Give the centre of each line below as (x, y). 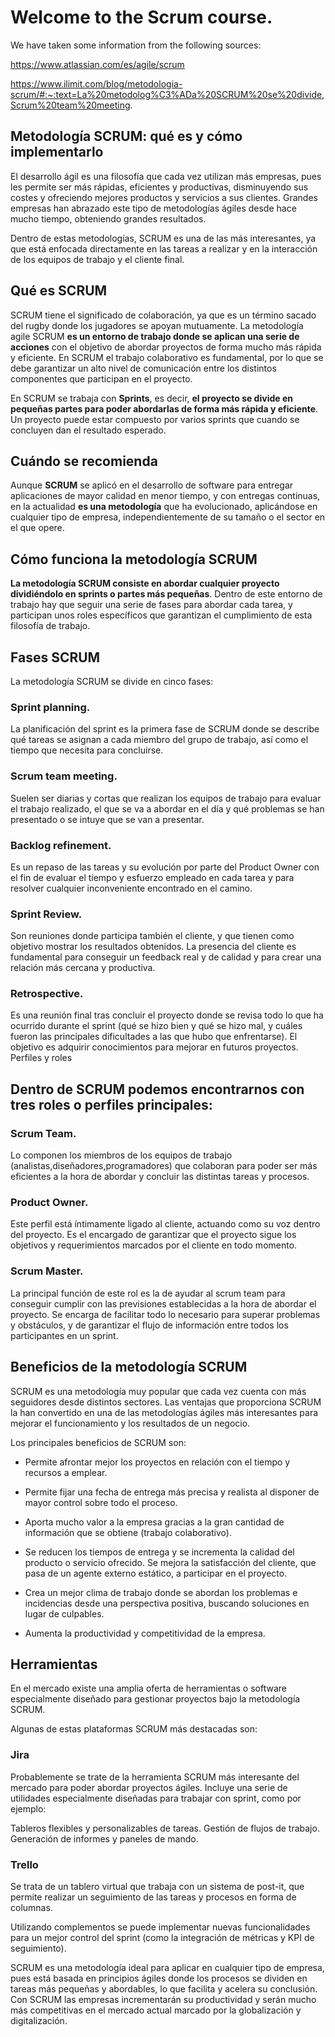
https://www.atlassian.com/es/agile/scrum (97, 64)
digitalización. (39, 2020)
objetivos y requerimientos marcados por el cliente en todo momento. (154, 1245)
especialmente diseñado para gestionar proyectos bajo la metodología (155, 1699)
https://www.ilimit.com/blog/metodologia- (96, 83)
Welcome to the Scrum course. (141, 17)
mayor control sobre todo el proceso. (101, 1502)
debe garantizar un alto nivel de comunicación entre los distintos (143, 368)
